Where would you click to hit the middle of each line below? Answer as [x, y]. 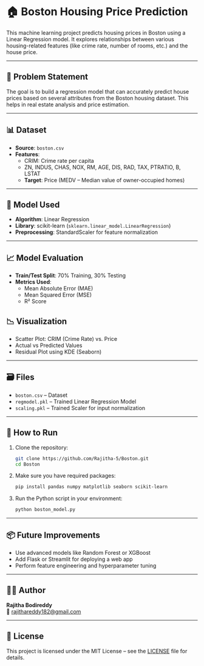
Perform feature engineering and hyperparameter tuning [86, 565]
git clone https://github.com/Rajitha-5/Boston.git [82, 458]
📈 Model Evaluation [45, 258]
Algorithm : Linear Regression [52, 219]
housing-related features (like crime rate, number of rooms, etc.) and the [97, 46]
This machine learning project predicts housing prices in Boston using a [96, 33]
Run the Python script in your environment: [69, 498]
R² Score [35, 301]
